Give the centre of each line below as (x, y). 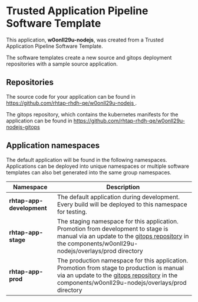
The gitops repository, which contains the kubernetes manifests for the (92, 114)
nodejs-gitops (23, 127)
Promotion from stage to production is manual (121, 268)
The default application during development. (118, 197)
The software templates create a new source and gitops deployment (89, 57)
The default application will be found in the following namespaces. (87, 160)
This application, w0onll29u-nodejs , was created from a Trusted (85, 40)
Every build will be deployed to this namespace (122, 204)
